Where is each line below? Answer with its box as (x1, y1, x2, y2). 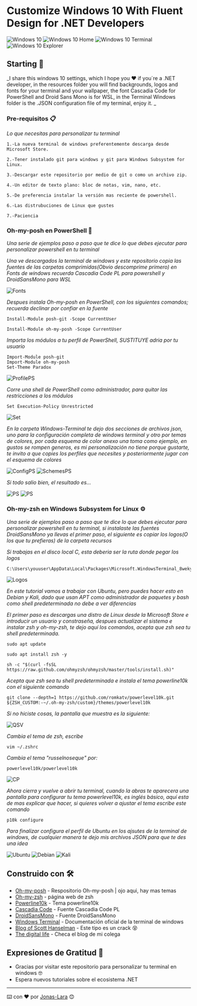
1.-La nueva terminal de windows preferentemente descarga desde (6, 142, 169, 147)
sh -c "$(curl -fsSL (6, 661, 57, 668)
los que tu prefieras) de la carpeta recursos (6, 537, 112, 544)
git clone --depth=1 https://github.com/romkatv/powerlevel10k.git (6, 695, 175, 701)
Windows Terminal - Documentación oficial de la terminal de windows (15, 918, 184, 925)
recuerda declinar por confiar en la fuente (6, 305, 108, 312)
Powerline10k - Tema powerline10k (15, 899, 99, 907)
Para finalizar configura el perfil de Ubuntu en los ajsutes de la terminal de (6, 827, 187, 835)
